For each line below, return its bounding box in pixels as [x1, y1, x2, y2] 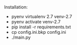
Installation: [4, 4, 28, 10]
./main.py [11, 34, 31, 40]
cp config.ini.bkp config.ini [11, 29, 66, 35]
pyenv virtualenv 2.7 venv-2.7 [11, 14, 73, 19]
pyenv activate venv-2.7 [11, 19, 61, 24]
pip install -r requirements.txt [11, 24, 71, 30]
